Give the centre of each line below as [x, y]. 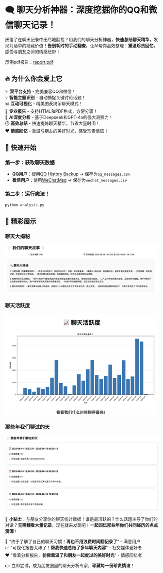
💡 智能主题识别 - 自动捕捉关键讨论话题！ [46, 97]
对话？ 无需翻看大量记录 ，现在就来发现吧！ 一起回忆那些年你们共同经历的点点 [81, 525]
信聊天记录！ [31, 25]
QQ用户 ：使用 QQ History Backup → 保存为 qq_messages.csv [71, 174]
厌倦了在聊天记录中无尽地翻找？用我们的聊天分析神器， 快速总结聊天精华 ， [79, 39]
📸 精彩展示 [21, 221]
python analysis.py [25, 205]
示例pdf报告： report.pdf [29, 62]
